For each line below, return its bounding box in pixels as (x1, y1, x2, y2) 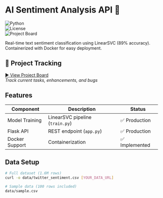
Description (67, 106, 96, 112)
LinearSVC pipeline (48, 114, 92, 121)
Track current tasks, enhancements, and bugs (5, 77, 98, 83)
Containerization (48, 138, 86, 145)
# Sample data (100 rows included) (5, 184, 77, 189)
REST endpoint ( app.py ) (48, 128, 102, 135)
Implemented (120, 141, 150, 148)
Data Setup (5, 158, 40, 166)
